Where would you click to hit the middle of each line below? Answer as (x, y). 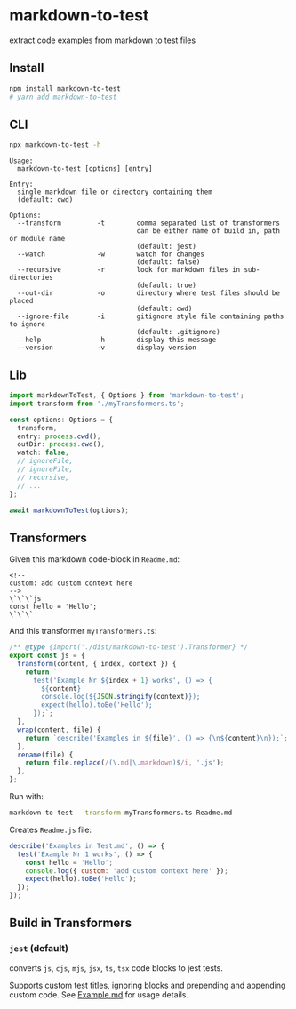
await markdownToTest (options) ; (69, 510)
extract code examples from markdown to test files (103, 40)
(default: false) (168, 262)
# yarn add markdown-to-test (63, 97)
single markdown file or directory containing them (115, 192)
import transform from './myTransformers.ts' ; (97, 404)
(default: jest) (167, 247)
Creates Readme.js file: (50, 829)
